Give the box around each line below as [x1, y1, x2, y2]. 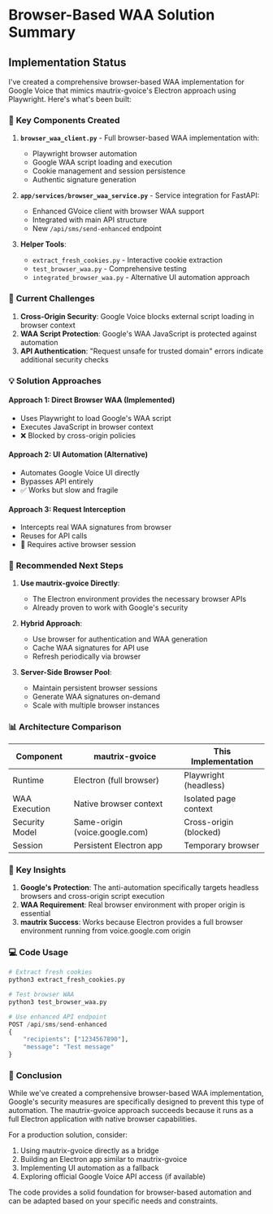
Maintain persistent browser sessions [32, 683, 158, 693]
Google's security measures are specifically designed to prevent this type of [8, 1097, 264, 1107]
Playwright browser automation [32, 149, 137, 159]
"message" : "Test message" [23, 1043, 115, 1051]
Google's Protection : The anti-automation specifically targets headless [19, 883, 259, 892]
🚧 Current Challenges [8, 293, 95, 305]
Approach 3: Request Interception [8, 504, 126, 514]
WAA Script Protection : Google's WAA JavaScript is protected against [19, 328, 258, 339]
